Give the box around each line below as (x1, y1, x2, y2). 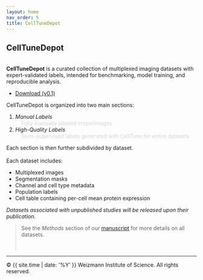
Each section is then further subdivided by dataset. (6, 144, 134, 152)
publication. (6, 213, 36, 220)
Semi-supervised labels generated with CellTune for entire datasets (21, 133, 189, 140)
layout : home (6, 8, 39, 15)
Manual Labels (14, 113, 53, 121)
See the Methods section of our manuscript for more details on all (21, 225, 185, 232)
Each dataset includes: (6, 157, 63, 164)
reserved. (6, 268, 30, 275)
